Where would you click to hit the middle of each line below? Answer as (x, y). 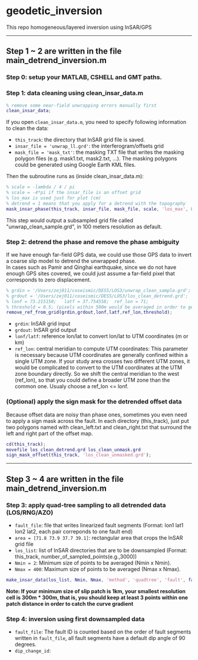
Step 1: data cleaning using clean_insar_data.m (75, 93)
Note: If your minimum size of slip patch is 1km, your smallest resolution (96, 591)
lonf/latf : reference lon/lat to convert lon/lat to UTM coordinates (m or (101, 336)
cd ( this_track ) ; (26, 444)
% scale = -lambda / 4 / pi (41, 187)
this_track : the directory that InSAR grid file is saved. (80, 140)
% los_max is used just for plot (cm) (54, 198)
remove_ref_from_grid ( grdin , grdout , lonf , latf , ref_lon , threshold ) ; (89, 313)
